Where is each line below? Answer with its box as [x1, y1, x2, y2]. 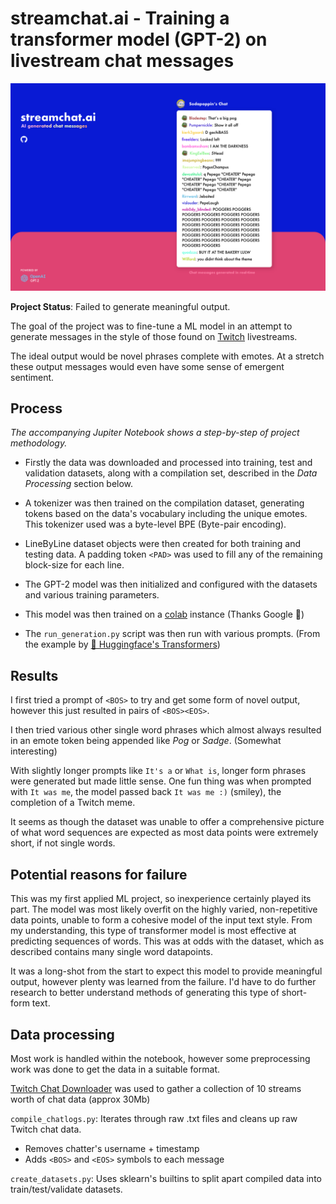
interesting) [10, 745, 58, 757]
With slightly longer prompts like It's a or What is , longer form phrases [10, 765, 307, 777]
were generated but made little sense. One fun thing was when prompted [10, 775, 312, 787]
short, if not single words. [10, 837, 116, 849]
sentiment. [10, 371, 55, 383]
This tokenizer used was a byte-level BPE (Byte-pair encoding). [24, 518, 287, 531]
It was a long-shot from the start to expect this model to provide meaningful [10, 965, 323, 977]
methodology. [10, 437, 68, 449]
